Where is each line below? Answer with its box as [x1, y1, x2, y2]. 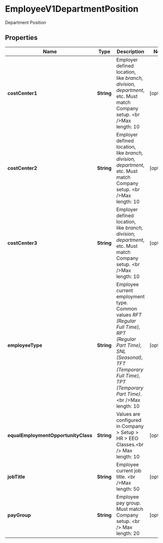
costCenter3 [7, 240, 37, 246]
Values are [116, 411, 141, 417]
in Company [116, 423, 144, 430]
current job [116, 467, 142, 474]
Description [116, 48, 145, 55]
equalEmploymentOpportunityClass [7, 432, 93, 439]
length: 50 [116, 486, 140, 492]
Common [116, 305, 137, 312]
